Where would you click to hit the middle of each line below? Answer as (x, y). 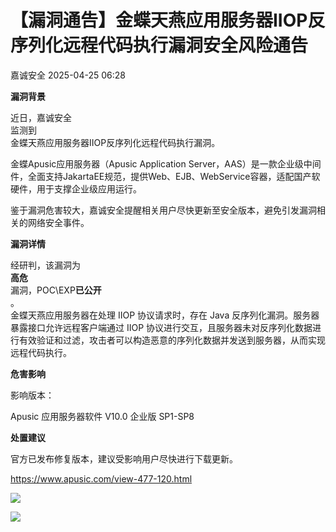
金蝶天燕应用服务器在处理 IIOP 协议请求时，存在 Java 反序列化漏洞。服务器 (165, 315)
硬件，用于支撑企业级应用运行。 (76, 188)
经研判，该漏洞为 (45, 265)
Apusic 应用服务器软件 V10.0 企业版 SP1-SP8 (102, 416)
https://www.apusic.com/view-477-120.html (101, 478)
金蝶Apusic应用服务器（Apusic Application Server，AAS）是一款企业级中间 (166, 163)
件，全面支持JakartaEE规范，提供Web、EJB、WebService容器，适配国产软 (165, 176)
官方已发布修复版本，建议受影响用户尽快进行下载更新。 (124, 458)
